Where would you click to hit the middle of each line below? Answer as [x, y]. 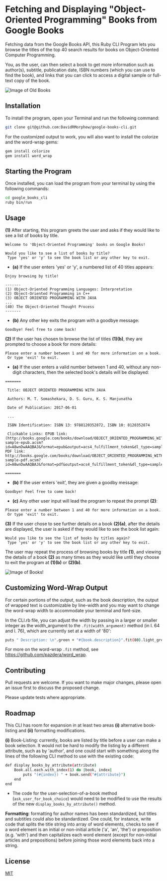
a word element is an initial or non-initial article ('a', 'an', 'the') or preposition [83, 830]
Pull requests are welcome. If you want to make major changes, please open [83, 683]
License [18, 861]
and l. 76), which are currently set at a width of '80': [58, 631]
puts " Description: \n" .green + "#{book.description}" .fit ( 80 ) [73, 640]
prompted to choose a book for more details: [51, 344]
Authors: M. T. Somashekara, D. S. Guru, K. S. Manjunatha [70, 399]
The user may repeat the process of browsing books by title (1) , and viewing [83, 552]
